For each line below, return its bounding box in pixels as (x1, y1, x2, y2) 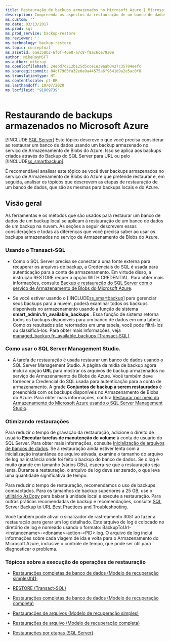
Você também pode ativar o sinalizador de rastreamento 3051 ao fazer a (5, 514, 156, 520)
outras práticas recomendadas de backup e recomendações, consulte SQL (5, 499, 162, 505)
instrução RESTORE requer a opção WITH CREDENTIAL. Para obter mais (12, 274, 164, 280)
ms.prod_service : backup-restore (5, 31, 76, 36)
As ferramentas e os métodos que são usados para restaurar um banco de (5, 212, 161, 218)
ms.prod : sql (5, 26, 33, 31)
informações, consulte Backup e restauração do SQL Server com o (12, 280, 153, 286)
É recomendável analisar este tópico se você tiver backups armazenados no (5, 168, 164, 174)
